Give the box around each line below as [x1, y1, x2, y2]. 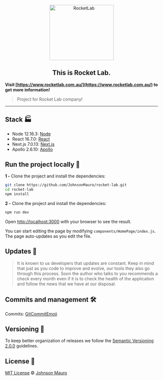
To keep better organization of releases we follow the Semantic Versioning [5, 338, 154, 344]
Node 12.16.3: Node [12, 131, 51, 137]
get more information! [5, 86, 50, 92]
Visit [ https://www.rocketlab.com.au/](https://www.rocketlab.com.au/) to [5, 82, 158, 87]
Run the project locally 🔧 [5, 160, 80, 169]
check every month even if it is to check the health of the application [16, 276, 154, 281]
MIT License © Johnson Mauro [5, 370, 67, 376]
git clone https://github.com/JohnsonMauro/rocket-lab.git [5, 183, 127, 188]
